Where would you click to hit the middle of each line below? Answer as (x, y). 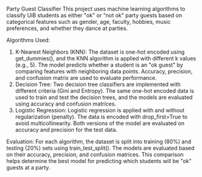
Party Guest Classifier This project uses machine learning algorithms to (96, 9)
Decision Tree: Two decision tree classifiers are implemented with (98, 84)
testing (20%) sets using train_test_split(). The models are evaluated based (100, 148)
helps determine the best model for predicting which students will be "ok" (99, 161)
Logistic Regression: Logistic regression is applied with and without (100, 110)
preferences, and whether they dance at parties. (67, 28)
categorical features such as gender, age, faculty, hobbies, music (88, 22)
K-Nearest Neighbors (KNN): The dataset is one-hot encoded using (100, 52)
